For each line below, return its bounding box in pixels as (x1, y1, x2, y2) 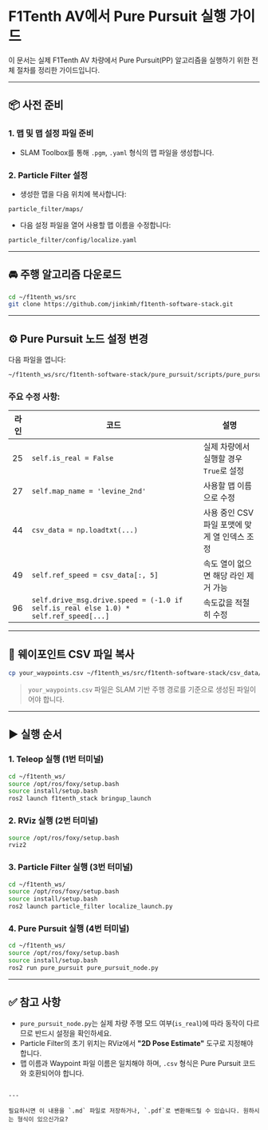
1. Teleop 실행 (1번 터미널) (8, 753, 104, 765)
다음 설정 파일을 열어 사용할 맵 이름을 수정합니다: (19, 220, 171, 230)
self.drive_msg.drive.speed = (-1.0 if (31, 596, 183, 605)
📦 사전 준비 (8, 98, 64, 112)
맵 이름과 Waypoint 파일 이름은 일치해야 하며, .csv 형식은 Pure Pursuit (19, 1058, 242, 1068)
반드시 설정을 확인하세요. (34, 1028, 112, 1038)
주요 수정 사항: (8, 391, 61, 402)
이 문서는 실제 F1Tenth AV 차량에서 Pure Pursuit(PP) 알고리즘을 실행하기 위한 (8, 55, 250, 65)
